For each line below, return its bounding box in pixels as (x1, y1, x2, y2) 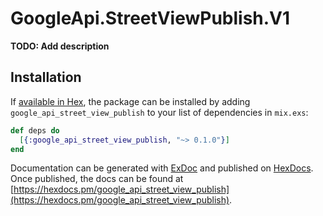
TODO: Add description (10, 40, 110, 52)
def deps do (10, 125, 60, 136)
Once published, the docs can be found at (10, 173, 184, 185)
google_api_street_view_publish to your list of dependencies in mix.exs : (10, 106, 309, 118)
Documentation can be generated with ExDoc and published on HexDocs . (10, 162, 314, 174)
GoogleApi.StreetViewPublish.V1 (10, 7, 291, 30)
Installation (10, 69, 82, 86)
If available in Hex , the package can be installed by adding (10, 95, 251, 107)
